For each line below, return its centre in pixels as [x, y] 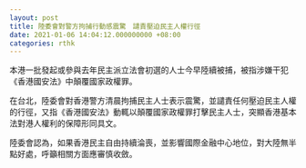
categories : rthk [42, 43]
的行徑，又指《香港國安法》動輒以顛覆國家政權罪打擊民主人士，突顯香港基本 [153, 112]
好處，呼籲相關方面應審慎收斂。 [77, 154]
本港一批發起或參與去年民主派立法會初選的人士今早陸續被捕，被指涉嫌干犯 [149, 70]
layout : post [34, 18]
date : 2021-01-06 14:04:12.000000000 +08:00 [95, 35]
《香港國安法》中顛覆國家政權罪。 [73, 82]
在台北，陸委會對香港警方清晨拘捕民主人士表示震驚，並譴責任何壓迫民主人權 [153, 101]
